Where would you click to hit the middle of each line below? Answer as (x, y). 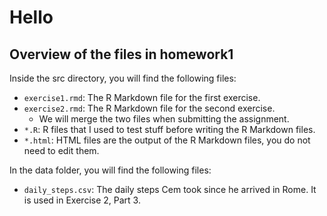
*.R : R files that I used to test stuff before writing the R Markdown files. (169, 129)
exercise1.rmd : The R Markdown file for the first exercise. (142, 97)
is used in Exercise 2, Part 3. (82, 200)
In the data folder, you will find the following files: (110, 170)
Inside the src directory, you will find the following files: (123, 78)
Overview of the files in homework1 (121, 54)
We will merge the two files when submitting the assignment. (164, 119)
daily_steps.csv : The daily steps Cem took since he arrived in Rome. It (170, 189)
